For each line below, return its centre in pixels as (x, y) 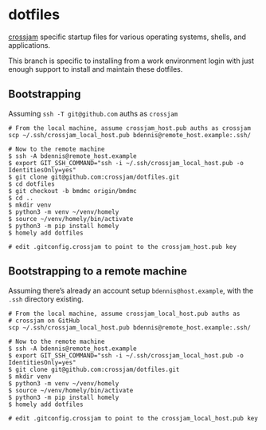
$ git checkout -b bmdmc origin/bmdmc (72, 191)
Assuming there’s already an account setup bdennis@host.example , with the (131, 290)
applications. (29, 45)
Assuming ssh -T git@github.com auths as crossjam (93, 113)
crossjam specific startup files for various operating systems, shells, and (127, 37)
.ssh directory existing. (46, 299)
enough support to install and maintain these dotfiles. (96, 69)
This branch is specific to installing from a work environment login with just (131, 61)
